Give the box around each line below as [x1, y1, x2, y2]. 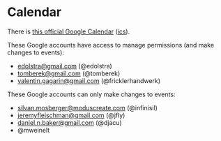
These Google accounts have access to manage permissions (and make [7, 40, 215, 49]
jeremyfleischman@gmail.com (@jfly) [17, 111, 125, 119]
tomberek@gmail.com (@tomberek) [17, 69, 121, 77]
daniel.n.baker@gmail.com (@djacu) [17, 118, 122, 126]
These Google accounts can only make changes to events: [7, 90, 176, 98]
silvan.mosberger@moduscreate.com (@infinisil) [17, 103, 158, 112]
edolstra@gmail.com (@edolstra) [17, 61, 113, 70]
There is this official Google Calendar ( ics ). [7, 27, 130, 36]
